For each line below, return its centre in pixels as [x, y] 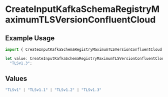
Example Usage [30, 38]
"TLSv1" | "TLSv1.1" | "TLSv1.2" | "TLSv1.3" [53, 90]
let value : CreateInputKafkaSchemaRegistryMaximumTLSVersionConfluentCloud [86, 58]
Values [16, 79]
